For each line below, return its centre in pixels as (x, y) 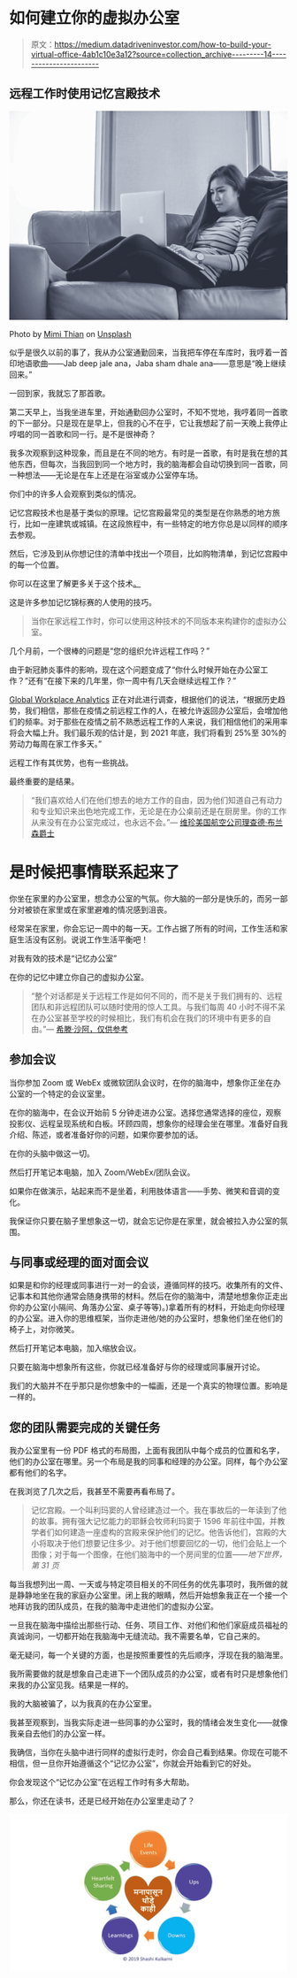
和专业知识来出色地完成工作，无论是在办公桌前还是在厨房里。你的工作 (159, 811)
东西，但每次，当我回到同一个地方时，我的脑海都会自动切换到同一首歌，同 (152, 464)
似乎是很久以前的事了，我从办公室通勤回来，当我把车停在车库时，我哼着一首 (148, 352)
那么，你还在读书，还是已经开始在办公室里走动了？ (102, 1801)
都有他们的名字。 (40, 1473)
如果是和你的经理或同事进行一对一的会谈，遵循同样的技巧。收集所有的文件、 (148, 1285)
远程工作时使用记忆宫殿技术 (85, 94)
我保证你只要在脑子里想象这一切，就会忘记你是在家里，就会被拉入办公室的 (145, 1221)
